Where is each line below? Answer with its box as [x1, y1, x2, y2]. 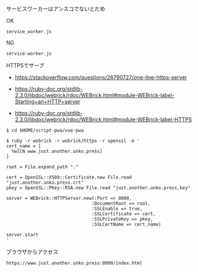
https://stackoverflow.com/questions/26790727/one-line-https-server [14, 74, 187, 81]
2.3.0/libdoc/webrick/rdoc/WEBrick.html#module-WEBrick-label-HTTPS [14, 116, 192, 123]
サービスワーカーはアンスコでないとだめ [6, 5, 106, 12]
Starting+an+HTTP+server [14, 98, 81, 105]
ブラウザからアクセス [6, 248, 58, 255]
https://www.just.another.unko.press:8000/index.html [6, 260, 143, 266]
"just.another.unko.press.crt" [6, 180, 84, 186]
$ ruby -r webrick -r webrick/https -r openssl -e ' [6, 138, 140, 144]
